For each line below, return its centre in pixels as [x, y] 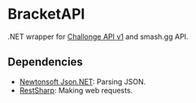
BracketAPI [46, 14]
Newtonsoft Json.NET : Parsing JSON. [83, 81]
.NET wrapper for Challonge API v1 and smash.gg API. [98, 36]
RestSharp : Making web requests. [76, 90]
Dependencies [45, 62]
